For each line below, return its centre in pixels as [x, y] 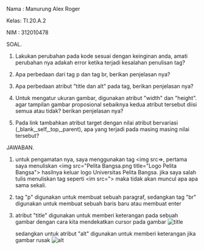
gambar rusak [33, 240]
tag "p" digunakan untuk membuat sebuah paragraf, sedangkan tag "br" [106, 197]
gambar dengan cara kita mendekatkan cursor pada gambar [90, 222]
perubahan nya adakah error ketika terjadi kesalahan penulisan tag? [100, 62]
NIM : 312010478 [27, 32]
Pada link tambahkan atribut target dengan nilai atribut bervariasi [97, 123]
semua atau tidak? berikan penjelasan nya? [69, 111]
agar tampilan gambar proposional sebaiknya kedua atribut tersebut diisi [106, 104]
